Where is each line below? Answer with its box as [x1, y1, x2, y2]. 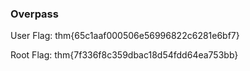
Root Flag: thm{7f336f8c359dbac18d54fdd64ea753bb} [10, 49, 239, 61]
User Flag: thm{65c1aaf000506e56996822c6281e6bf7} [10, 30, 240, 42]
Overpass [10, 7, 59, 21]
